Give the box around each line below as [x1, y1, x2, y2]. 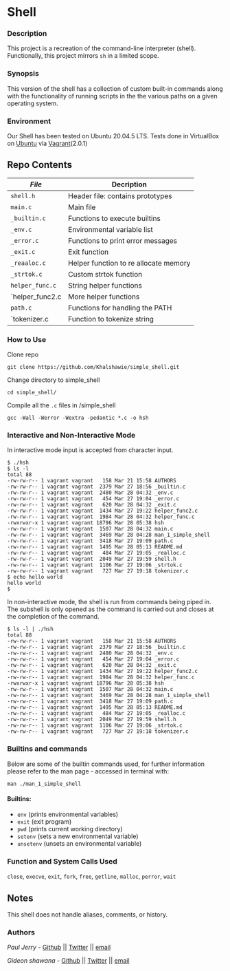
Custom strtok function [68, 269, 143, 279]
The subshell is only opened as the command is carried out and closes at [7, 605, 214, 613]
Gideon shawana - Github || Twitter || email [7, 957, 130, 965]
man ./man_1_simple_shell [7, 780, 81, 787]
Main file [68, 202, 96, 212]
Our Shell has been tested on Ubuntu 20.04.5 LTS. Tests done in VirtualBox [7, 132, 220, 140]
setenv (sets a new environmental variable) [16, 832, 139, 840]
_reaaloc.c [10, 259, 46, 267]
